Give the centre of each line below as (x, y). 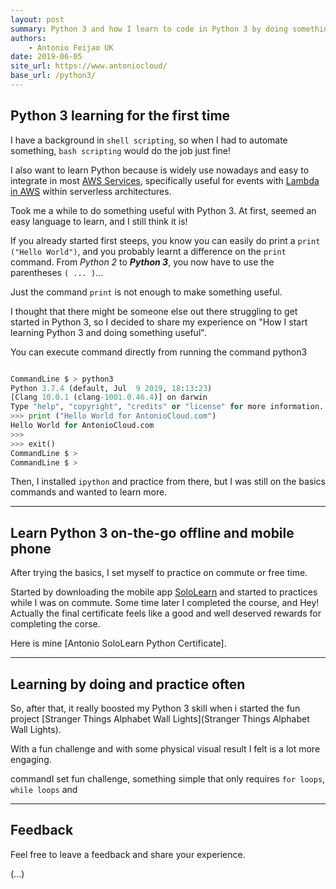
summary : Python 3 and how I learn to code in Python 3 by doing (149, 29)
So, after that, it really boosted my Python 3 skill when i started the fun (155, 708)
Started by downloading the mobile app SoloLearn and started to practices (164, 592)
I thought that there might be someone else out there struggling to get (154, 311)
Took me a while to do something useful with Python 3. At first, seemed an (163, 210)
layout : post (37, 19)
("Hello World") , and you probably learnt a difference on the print (148, 251)
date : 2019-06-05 (46, 57)
